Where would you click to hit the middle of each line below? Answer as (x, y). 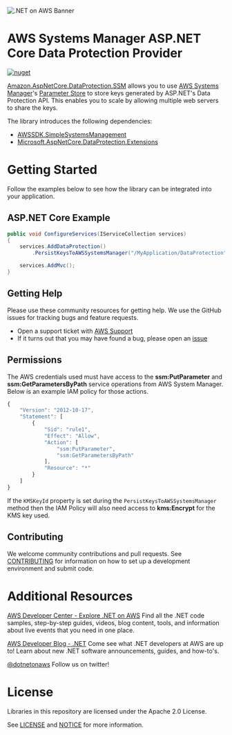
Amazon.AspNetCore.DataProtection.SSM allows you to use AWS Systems (113, 86)
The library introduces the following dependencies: (80, 121)
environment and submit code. (51, 568)
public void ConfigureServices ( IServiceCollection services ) (97, 234)
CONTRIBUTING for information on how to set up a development (99, 561)
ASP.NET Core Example (59, 218)
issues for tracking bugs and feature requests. (73, 317)
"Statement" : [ (41, 417)
